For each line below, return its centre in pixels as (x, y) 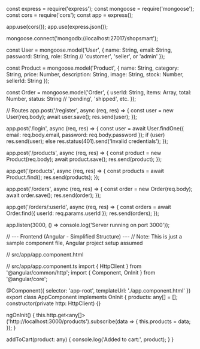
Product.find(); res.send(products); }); (53, 177)
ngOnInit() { (20, 315)
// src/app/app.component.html (45, 254)
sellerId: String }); (28, 81)
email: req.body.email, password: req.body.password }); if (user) (86, 135)
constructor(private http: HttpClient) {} (54, 303)
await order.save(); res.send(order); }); (54, 195)
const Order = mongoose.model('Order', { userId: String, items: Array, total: (99, 92)
